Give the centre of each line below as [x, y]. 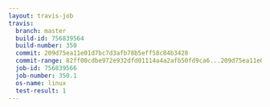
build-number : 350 [47, 46]
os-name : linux [41, 83]
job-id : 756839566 [47, 68]
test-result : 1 [41, 91]
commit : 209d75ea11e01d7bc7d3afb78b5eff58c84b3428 [102, 53]
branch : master [41, 31]
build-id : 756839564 [50, 38]
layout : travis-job [41, 16]
